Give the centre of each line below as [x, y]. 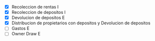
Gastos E [21, 29]
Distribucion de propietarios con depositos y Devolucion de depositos [81, 23]
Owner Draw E [26, 34]
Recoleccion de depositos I [38, 12]
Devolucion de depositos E [38, 18]
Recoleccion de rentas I [35, 7]
